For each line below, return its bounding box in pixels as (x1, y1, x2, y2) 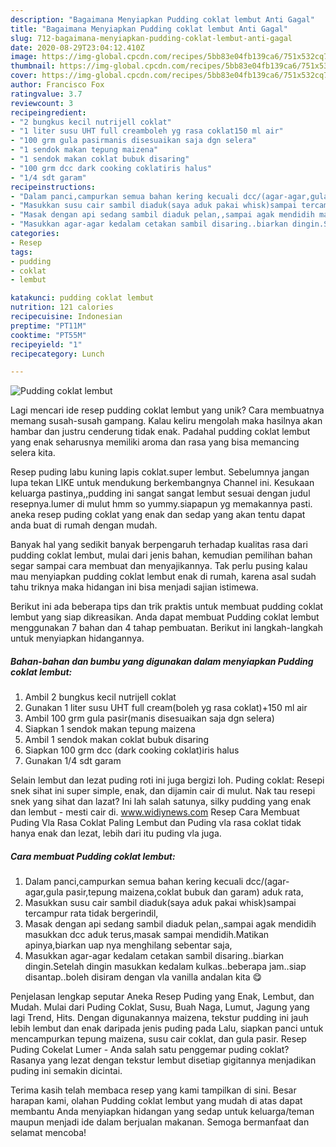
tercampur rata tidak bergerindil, (24, 907, 159, 920)
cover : (10, 71, 38, 81)
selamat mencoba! (10, 1127, 87, 1139)
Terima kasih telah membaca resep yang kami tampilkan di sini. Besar (10, 1084, 297, 1096)
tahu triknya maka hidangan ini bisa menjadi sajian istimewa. (10, 581, 259, 593)
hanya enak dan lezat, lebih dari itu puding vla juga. (10, 827, 222, 840)
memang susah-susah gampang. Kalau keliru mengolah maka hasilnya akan (10, 415, 323, 427)
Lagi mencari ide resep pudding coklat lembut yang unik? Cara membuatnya (10, 404, 325, 416)
